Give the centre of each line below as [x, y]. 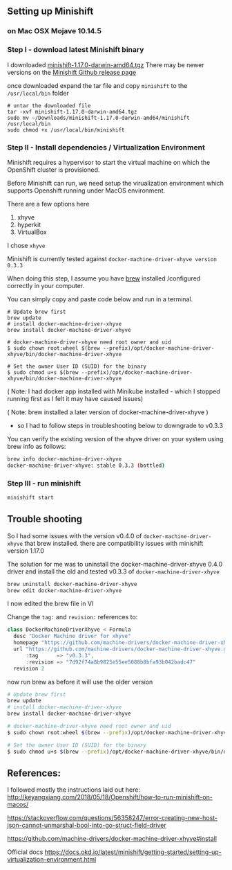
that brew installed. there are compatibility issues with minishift [114, 543]
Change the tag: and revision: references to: [72, 617]
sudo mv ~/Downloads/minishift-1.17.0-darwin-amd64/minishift [98, 118]
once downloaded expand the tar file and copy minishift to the [97, 85]
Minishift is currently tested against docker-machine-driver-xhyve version [112, 258]
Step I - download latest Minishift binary [76, 50]
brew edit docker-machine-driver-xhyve [65, 591]
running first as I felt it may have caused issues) [75, 398]
